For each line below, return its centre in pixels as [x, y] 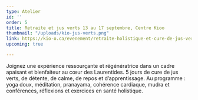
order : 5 [17, 22]
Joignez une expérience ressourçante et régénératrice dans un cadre [90, 65]
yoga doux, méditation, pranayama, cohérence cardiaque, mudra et [88, 84]
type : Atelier [24, 11]
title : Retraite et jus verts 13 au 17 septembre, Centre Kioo [85, 28]
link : [13, 39]
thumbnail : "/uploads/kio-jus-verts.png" [58, 33]
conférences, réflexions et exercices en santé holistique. [75, 91]
